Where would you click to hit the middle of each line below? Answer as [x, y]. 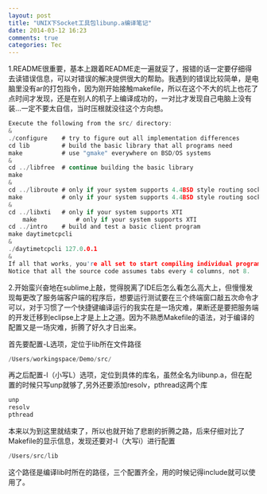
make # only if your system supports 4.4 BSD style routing [126, 197]
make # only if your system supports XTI [110, 219]
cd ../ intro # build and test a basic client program [104, 227]
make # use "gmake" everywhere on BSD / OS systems [110, 153]
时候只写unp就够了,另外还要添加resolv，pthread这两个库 [115, 385]
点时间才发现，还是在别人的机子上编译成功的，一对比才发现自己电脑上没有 [130, 98]
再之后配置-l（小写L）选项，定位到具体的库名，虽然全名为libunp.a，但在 [127, 375]
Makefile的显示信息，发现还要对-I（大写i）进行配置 [92, 441]
